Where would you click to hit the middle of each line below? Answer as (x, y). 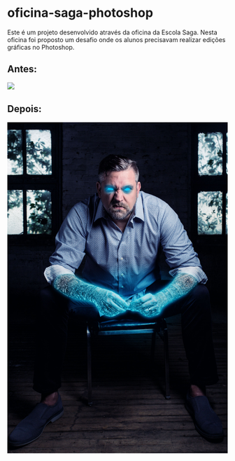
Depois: (24, 109)
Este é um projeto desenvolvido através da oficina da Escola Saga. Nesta (113, 32)
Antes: (22, 69)
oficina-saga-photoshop (80, 13)
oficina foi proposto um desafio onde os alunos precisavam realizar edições (116, 39)
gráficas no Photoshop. (41, 47)
